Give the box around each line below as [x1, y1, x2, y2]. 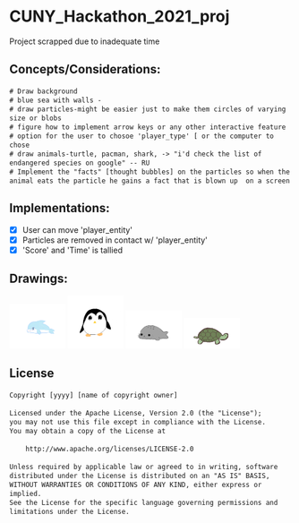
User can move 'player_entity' [21, 224, 132, 235]
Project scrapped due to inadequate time [9, 36, 160, 47]
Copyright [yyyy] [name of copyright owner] [9, 390, 178, 399]
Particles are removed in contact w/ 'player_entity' [21, 235, 209, 245]
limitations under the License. [9, 507, 130, 516]
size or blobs [9, 114, 63, 123]
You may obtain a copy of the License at [9, 426, 167, 435]
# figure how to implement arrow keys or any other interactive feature [9, 123, 286, 132]
